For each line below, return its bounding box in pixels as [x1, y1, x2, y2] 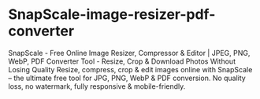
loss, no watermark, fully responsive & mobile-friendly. [8, 81, 186, 91]
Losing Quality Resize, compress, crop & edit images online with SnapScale [8, 64, 253, 74]
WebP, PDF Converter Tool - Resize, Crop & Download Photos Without [8, 57, 236, 66]
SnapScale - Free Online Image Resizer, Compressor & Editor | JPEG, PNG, [8, 48, 251, 57]
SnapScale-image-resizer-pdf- [8, 5, 216, 24]
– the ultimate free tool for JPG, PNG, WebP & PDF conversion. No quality [8, 73, 246, 82]
